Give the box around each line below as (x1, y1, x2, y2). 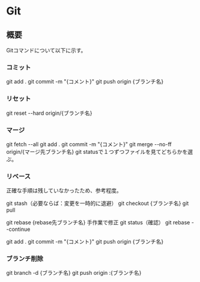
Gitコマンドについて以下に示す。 (6, 47, 86, 54)
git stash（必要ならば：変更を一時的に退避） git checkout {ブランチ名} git (6, 200, 189, 207)
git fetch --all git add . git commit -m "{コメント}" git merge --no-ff (6, 140, 172, 148)
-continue (6, 225, 31, 233)
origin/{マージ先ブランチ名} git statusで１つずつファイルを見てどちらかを (6, 148, 188, 155)
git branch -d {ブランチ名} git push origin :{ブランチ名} (6, 269, 142, 277)
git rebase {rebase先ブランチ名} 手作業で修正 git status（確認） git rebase (6, 219, 190, 226)
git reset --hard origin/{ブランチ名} (6, 109, 92, 117)
